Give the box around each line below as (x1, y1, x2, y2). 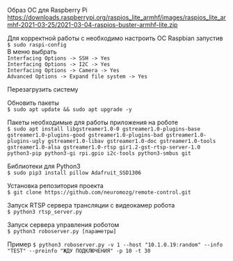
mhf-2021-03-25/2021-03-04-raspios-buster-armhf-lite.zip (7, 21, 178, 28)
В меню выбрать (7, 48, 57, 56)
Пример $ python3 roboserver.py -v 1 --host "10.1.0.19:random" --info (7, 240, 223, 249)
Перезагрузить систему (7, 85, 79, 93)
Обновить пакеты (7, 99, 59, 107)
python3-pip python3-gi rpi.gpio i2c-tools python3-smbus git (7, 150, 191, 157)
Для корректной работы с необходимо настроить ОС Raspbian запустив (7, 34, 223, 42)
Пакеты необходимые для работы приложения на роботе (7, 118, 179, 126)
